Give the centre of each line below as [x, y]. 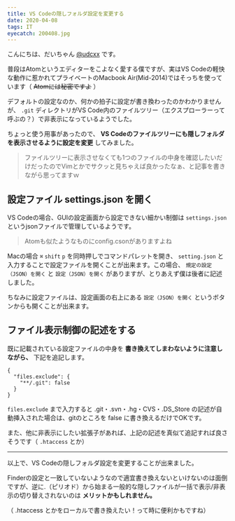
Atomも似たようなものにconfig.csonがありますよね [98, 241]
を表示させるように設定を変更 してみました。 [72, 143]
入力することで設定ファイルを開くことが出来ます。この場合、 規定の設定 [109, 265]
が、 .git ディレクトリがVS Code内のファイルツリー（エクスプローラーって [116, 110]
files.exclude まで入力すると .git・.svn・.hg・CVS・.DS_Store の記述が [112, 409]
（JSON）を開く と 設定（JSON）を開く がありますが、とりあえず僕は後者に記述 [115, 273]
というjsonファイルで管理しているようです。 [71, 226]
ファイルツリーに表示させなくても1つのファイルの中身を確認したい [120, 158]
